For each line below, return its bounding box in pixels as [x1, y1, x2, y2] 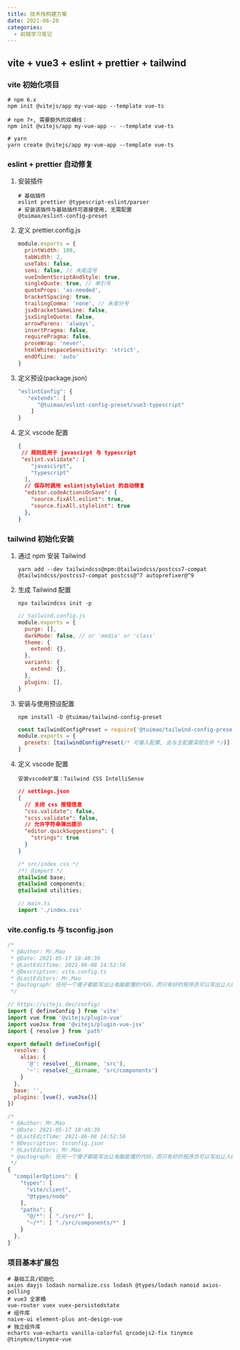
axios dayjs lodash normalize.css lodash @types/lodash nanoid [7, 1282, 200, 1289]
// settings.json [17, 788, 70, 795]
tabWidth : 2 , [24, 253, 64, 261]
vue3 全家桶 [14, 1296, 46, 1303]
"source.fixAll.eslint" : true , [31, 496, 124, 503]
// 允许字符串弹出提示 [24, 821, 82, 828]
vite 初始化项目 [7, 79, 59, 89]
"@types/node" [26, 1193, 69, 1200]
